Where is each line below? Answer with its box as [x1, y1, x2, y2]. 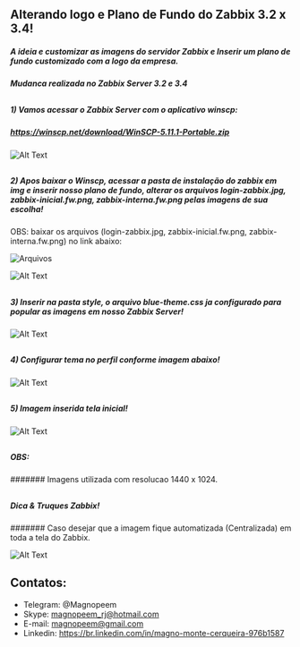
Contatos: [10, 575, 67, 591]
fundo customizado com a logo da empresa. [10, 55, 179, 66]
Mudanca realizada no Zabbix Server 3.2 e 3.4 [10, 78, 188, 89]
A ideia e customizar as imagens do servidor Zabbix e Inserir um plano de [10, 46, 291, 56]
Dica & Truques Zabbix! [10, 500, 100, 511]
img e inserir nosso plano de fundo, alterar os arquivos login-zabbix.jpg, [10, 184, 287, 195]
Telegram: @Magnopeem [22, 599, 117, 609]
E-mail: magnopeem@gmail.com [22, 617, 144, 629]
